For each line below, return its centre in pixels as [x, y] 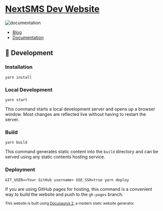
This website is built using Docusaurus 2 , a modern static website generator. [70, 203]
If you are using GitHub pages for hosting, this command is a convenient [79, 189]
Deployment [20, 170]
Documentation [28, 37]
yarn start [16, 100]
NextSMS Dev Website [52, 9]
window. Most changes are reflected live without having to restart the [76, 114]
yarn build [16, 142]
